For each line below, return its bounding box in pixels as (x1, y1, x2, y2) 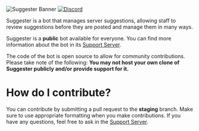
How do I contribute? (6, 86, 111, 100)
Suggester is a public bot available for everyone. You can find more (6, 35, 172, 41)
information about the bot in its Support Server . (6, 41, 122, 48)
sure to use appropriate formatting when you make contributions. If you (6, 111, 181, 119)
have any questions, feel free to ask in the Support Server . (6, 118, 149, 125)
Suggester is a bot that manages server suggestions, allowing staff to (6, 17, 176, 24)
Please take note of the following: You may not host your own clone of (6, 59, 180, 66)
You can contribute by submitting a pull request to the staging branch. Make (6, 106, 193, 113)
